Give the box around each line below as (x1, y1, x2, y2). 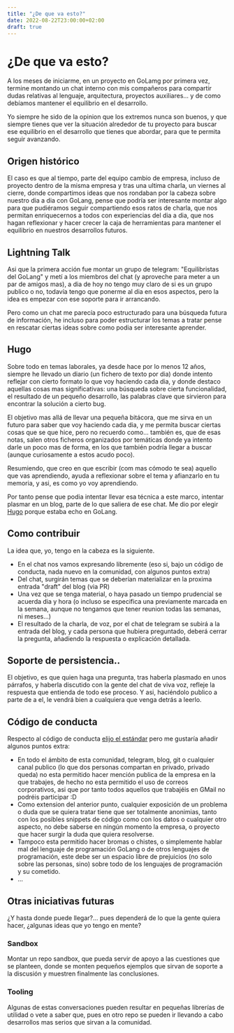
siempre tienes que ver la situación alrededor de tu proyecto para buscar (7, 120, 217, 128)
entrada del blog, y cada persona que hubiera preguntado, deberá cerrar (17, 627, 227, 635)
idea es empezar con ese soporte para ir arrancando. (7, 295, 161, 303)
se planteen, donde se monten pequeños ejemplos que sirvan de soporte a (7, 962, 224, 971)
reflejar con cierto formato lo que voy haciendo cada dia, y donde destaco (7, 377, 221, 386)
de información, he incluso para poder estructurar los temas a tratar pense (7, 316, 222, 324)
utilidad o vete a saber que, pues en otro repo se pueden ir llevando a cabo (7, 1011, 224, 1019)
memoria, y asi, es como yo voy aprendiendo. (7, 478, 138, 487)
